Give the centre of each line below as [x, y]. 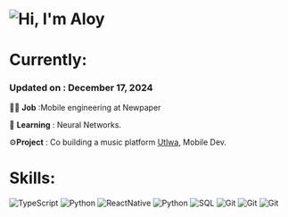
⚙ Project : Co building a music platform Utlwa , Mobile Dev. [118, 142]
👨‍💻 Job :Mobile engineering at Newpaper [85, 107]
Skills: [33, 178]
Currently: [48, 60]
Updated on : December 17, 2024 [81, 88]
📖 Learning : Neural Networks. [66, 124]
